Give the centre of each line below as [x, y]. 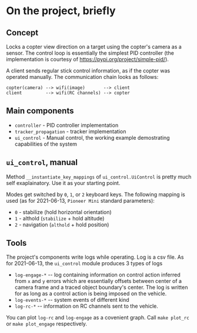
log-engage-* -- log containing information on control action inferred [97, 275]
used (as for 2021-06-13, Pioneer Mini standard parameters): [80, 200]
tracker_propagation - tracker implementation [70, 131]
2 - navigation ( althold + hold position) [62, 225]
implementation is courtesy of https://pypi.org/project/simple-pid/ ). [88, 59]
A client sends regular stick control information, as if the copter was [88, 71]
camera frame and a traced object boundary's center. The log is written [101, 288]
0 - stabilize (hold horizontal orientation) [63, 212]
